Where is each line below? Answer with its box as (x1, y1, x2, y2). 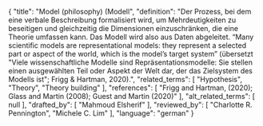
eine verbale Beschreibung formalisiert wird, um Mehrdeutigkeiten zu (8, 15, 237, 25)
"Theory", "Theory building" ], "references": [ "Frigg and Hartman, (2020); (8, 83, 253, 93)
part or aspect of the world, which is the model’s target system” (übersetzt (8, 49, 253, 58)
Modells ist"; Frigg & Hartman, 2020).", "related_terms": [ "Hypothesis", (8, 75, 242, 84)
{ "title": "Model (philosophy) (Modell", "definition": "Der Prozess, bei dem (8, 7, 252, 16)
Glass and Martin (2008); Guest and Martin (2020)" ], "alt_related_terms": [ (8, 92, 256, 100)
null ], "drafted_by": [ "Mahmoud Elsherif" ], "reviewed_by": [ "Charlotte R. (8, 100, 253, 109)
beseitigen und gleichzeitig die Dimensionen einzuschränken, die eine (8, 24, 238, 33)
